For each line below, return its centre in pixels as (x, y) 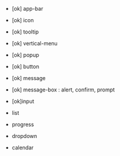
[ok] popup (26, 55)
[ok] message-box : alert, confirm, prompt (63, 90)
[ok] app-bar (27, 9)
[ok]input (23, 101)
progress (23, 124)
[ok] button (26, 66)
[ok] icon (23, 20)
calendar (23, 148)
